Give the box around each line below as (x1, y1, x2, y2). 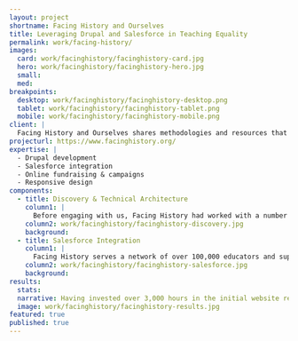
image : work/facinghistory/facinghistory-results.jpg (17, 302, 220, 311)
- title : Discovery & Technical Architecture (17, 194, 189, 204)
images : (9, 46, 38, 55)
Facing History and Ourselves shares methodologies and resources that (17, 129, 288, 138)
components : (9, 186, 53, 195)
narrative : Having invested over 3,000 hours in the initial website (17, 294, 279, 303)
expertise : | (9, 145, 58, 154)
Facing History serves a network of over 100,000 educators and (32, 252, 276, 262)
